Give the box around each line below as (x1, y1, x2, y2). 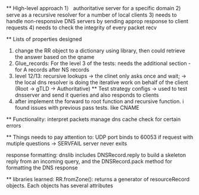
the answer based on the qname (14, 54, 95, 60)
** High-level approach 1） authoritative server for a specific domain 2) (6, 5, 181, 11)
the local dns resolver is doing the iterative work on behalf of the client (14, 79, 189, 86)
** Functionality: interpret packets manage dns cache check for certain (6, 116, 181, 123)
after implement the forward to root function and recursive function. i (14, 98, 184, 105)
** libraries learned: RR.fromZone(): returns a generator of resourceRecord (6, 176, 189, 182)
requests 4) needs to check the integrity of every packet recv (6, 24, 157, 31)
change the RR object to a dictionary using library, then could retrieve (14, 47, 186, 54)
